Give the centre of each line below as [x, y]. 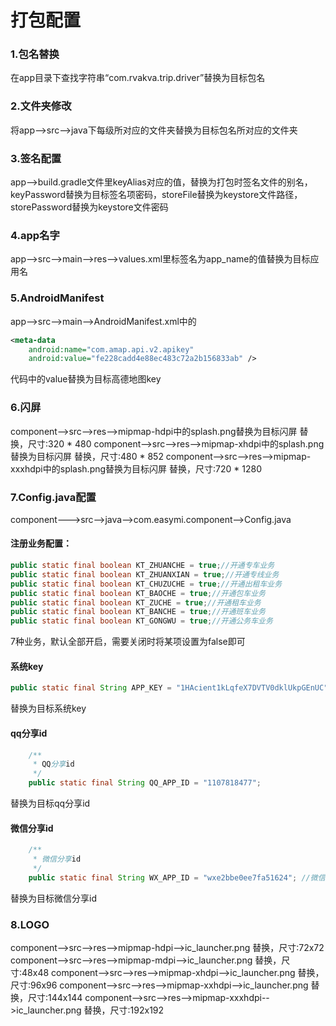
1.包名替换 [35, 54]
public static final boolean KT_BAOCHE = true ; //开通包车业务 [138, 593]
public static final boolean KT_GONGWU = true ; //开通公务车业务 [141, 621]
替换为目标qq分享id [50, 803]
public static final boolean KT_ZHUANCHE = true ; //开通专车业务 [142, 566]
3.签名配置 [36, 158]
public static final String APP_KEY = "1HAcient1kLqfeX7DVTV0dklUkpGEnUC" [169, 688]
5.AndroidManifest [57, 298]
